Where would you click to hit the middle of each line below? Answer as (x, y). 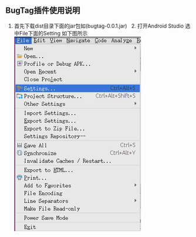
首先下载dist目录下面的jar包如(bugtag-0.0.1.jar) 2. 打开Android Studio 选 (102, 26)
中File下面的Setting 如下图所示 (51, 33)
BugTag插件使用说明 (43, 11)
